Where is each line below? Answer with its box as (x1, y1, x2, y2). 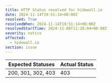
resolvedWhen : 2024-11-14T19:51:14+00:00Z (5, 21, 96, 27)
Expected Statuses (8, 61, 55, 68)
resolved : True (5, 17, 37, 22)
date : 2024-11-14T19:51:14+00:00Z (5, 12, 78, 17)
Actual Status (60, 61, 94, 68)
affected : (5, 36, 26, 41)
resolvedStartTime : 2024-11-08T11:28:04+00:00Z (5, 26, 107, 31)
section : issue (5, 45, 37, 50)
